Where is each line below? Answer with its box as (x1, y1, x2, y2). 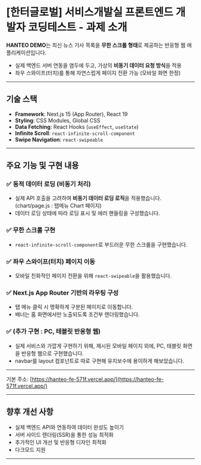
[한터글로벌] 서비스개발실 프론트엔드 (6, 5, 173, 19)
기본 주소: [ (6, 376, 32, 383)
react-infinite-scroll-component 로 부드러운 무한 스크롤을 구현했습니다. (14, 241, 188, 248)
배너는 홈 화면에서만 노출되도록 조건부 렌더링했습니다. (14, 311, 140, 318)
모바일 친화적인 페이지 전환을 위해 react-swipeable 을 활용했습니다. (14, 272, 172, 280)
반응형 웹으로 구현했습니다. (21, 349, 84, 357)
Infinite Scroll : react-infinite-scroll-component (14, 130, 135, 137)
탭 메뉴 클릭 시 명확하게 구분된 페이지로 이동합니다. (14, 304, 133, 311)
